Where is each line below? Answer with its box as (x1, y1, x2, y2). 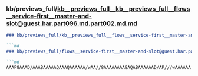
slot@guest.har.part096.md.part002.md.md (6, 19, 137, 27)
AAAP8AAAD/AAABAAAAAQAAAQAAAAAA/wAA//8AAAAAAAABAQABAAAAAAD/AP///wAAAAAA (6, 64, 192, 70)
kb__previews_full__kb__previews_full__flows (57, 5, 190, 13)
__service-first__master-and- (6, 12, 93, 20)
